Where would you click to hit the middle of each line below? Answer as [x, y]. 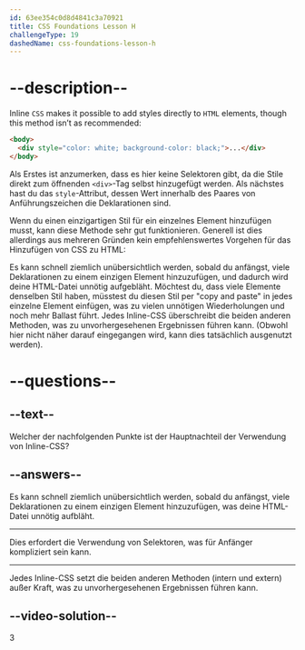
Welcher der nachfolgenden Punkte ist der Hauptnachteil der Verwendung [148, 436]
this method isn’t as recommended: [75, 123]
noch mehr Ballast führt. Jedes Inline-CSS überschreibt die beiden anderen [150, 315]
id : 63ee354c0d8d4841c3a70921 [67, 18]
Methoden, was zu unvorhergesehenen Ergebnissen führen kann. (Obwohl [149, 325]
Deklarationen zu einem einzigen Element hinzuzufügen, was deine [135, 506]
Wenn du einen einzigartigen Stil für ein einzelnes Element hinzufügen [141, 220]
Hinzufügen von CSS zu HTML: [68, 249]
